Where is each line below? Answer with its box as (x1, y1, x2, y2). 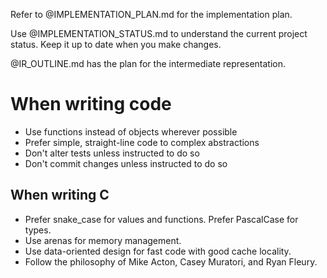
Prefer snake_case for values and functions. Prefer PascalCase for (24, 213, 299, 225)
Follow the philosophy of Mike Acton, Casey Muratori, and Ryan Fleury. (24, 255, 318, 268)
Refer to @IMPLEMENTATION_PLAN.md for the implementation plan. (10, 9, 293, 20)
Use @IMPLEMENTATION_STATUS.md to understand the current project (10, 28, 308, 39)
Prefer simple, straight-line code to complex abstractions (24, 136, 260, 148)
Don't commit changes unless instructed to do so (24, 157, 228, 169)
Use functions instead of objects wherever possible (24, 125, 238, 138)
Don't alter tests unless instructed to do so (24, 147, 200, 159)
